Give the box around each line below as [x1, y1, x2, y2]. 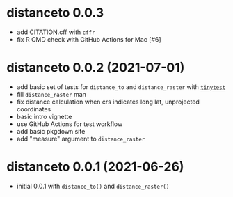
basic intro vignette [16, 112, 72, 120]
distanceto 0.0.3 [6, 5, 104, 21]
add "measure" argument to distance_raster [16, 134, 145, 143]
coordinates [16, 104, 51, 113]
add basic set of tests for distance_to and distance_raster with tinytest [16, 82, 226, 91]
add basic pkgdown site [16, 127, 86, 135]
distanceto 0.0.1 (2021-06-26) [6, 159, 184, 175]
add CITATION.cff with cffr [16, 28, 95, 36]
